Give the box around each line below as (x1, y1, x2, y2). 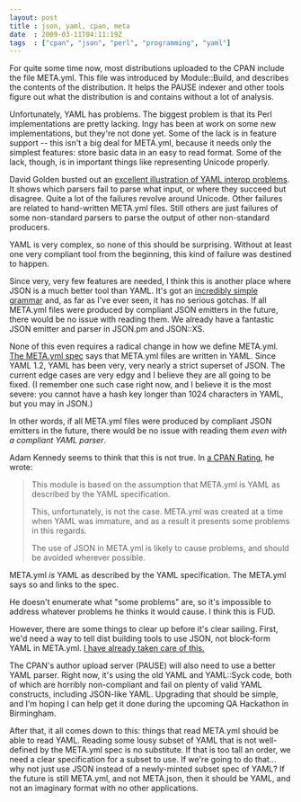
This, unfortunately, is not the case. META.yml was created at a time (31, 506, 284, 517)
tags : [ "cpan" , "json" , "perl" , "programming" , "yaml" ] (9, 38, 231, 48)
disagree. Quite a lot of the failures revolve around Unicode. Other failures (9, 193, 283, 204)
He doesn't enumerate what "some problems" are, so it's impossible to (9, 597, 271, 608)
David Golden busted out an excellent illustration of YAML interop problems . (9, 174, 290, 185)
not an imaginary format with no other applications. (9, 783, 199, 794)
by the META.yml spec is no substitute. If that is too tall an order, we (40, 744, 291, 755)
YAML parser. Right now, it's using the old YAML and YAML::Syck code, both (9, 670, 292, 681)
